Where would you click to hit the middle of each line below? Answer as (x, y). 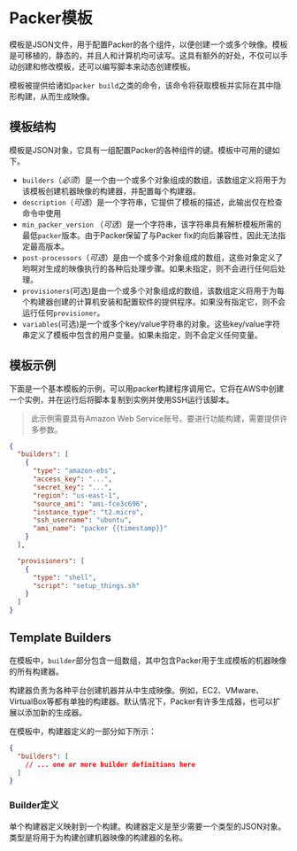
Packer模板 (51, 18)
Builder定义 (34, 805)
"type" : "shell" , (65, 577)
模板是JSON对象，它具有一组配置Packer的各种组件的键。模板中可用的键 (141, 150)
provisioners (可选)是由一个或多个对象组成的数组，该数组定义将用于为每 (153, 290)
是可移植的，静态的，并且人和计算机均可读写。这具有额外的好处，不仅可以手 (148, 55)
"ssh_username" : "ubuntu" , (82, 520)
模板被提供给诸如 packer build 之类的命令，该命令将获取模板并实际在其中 (141, 85)
